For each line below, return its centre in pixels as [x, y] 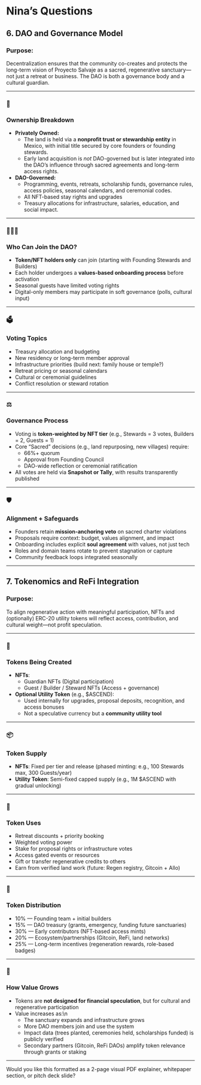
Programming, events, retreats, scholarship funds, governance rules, [108, 184]
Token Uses [24, 823]
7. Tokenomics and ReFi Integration [73, 582]
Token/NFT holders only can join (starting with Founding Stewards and [103, 260]
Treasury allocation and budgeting [57, 351]
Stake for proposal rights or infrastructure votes [74, 849]
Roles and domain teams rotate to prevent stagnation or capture [94, 551]
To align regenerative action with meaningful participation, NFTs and [91, 612]
